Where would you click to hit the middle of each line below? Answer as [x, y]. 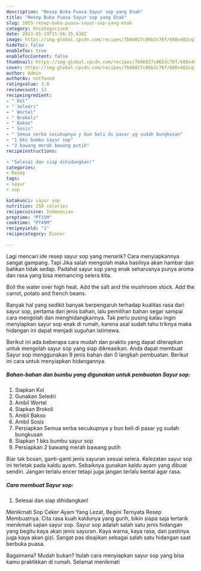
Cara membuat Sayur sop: [40, 485]
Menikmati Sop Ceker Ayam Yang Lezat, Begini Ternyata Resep [84, 512]
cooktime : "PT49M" [29, 223]
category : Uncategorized [37, 28]
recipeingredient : [29, 95]
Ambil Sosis [29, 422]
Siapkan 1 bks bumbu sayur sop [54, 440]
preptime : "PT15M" [29, 217]
